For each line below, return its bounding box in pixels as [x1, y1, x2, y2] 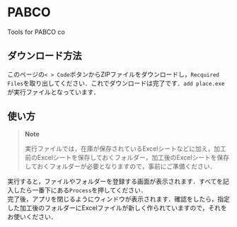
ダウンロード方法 [7, 50, 82, 62]
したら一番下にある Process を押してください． [13, 185, 147, 194]
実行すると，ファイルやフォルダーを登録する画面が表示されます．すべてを [7, 177, 224, 185]
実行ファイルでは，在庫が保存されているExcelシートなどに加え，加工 [24, 144, 226, 153]
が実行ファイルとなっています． [7, 88, 100, 96]
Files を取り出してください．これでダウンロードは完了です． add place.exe [7, 78, 225, 87]
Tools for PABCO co [7, 28, 65, 36]
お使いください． [7, 212, 57, 221]
